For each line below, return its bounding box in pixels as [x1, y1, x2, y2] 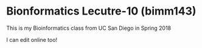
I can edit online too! [6, 36, 58, 43]
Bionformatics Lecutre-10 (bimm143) [6, 4, 197, 18]
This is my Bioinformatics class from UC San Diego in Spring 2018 [6, 24, 172, 32]
